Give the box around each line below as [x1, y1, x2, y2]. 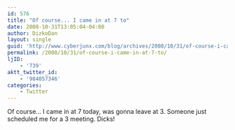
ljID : [7, 56, 23, 63]
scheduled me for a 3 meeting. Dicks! [7, 115, 115, 123]
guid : [7, 43, 23, 50]
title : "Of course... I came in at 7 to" [7, 17, 130, 24]
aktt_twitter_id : [7, 68, 58, 75]
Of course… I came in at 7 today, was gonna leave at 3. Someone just [7, 108, 207, 116]
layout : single [7, 36, 52, 43]
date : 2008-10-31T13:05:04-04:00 [7, 23, 105, 30]
